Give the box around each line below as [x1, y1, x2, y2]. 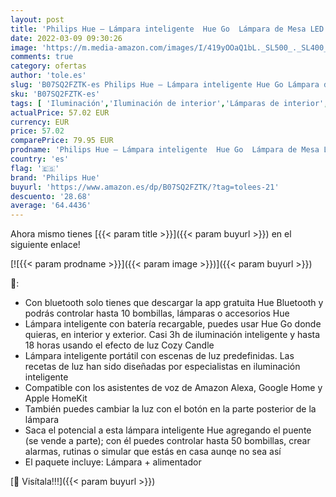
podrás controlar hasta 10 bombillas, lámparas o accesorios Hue [24, 307, 290, 320]
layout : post [10, 14, 65, 25]
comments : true [10, 52, 74, 62]
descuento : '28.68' [10, 191, 92, 201]
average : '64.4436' [10, 201, 92, 211]
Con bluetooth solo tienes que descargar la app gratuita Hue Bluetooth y [24, 297, 324, 309]
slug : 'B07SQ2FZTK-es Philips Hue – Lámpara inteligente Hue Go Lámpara [10, 80, 320, 90]
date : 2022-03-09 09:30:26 [10, 33, 123, 43]
